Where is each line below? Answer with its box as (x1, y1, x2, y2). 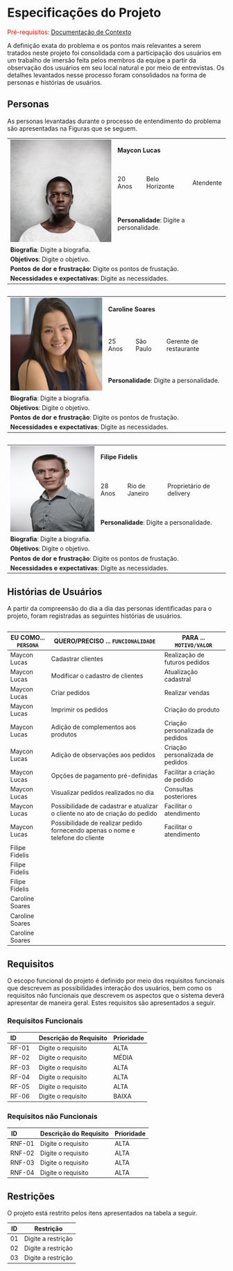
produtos (51, 730, 78, 738)
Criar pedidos (51, 689, 90, 697)
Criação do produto (164, 705, 220, 714)
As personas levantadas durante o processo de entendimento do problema (7, 117, 221, 125)
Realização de (164, 651, 205, 659)
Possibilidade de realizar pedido (51, 819, 143, 828)
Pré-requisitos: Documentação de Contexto (7, 28, 132, 36)
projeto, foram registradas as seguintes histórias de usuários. (7, 612, 182, 620)
